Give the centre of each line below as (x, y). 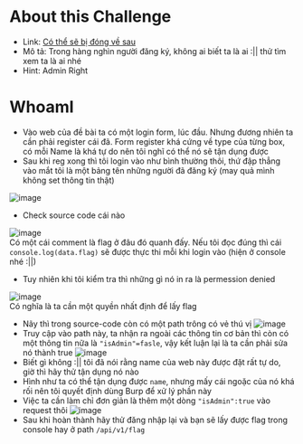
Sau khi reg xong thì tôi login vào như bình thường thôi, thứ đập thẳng (151, 161)
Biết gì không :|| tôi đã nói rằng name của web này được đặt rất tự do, (151, 362)
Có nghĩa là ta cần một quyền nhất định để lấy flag (103, 306)
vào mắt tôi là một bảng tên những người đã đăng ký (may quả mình (148, 170)
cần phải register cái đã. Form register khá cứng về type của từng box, (154, 141)
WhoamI (42, 107)
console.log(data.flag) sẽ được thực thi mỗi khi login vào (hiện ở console (148, 251)
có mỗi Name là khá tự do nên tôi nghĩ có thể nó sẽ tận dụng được (146, 151)
